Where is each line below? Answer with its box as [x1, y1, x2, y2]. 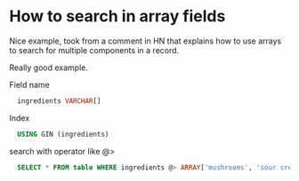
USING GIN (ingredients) [17, 130, 109, 138]
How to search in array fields [9, 6, 226, 27]
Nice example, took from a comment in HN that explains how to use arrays [9, 35, 282, 46]
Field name [9, 79, 51, 90]
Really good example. [9, 62, 89, 73]
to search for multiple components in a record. [9, 44, 180, 55]
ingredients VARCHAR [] [17, 96, 101, 106]
